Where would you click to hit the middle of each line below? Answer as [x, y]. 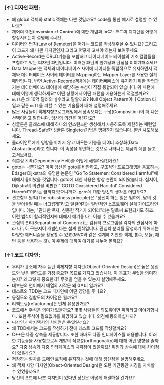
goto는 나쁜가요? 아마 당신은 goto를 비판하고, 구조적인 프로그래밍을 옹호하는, [85, 167]
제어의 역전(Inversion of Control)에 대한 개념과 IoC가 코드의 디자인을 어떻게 [84, 32]
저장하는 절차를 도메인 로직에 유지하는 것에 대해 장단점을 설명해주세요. [79, 359]
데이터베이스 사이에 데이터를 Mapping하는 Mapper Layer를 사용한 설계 [89, 75]
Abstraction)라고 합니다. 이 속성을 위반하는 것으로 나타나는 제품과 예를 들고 [84, 149]
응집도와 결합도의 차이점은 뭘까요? [44, 297]
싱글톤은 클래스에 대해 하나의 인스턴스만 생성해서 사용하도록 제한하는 [77, 124]
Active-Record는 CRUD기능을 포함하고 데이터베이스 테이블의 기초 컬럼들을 [83, 56]
